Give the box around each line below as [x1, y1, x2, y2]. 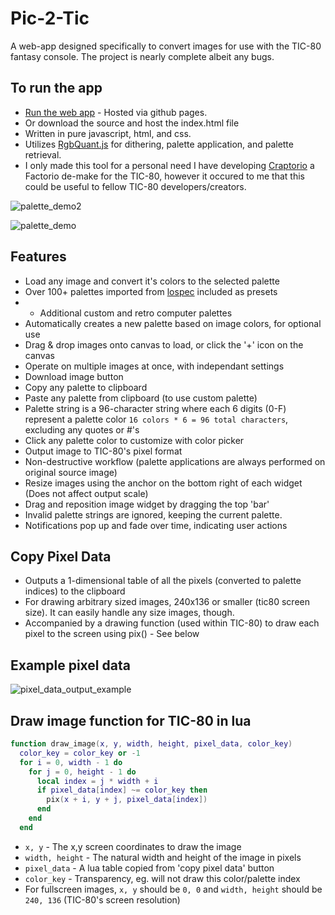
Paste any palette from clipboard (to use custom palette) [24, 392, 258, 404]
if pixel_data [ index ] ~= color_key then [36, 785, 208, 796]
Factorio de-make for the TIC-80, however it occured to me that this [24, 170, 305, 182]
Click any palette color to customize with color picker [24, 434, 245, 446]
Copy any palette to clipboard [24, 381, 148, 393]
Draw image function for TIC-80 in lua [10, 712, 252, 729]
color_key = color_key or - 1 [19, 748, 141, 758]
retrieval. [24, 148, 62, 161]
